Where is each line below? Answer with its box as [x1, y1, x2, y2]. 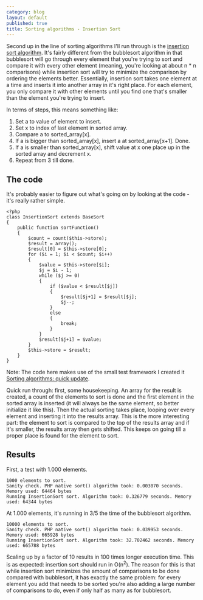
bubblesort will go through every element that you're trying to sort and [6, 55, 183, 63]
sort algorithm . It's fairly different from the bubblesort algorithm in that [6, 49, 182, 57]
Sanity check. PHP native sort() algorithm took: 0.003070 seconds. [6, 483, 184, 489]
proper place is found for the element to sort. [6, 432, 119, 439]
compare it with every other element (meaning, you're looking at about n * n [6, 62, 196, 69]
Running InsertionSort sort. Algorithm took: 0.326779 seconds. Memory [6, 494, 191, 500]
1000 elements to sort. [6, 477, 67, 484]
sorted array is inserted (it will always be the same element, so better [6, 400, 179, 407]
